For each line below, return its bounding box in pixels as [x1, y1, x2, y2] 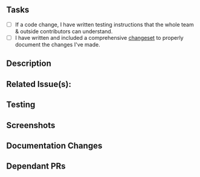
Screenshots [6, 120, 56, 130]
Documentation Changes [6, 140, 103, 150]
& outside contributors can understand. [15, 27, 113, 35]
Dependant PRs [6, 161, 66, 172]
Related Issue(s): [6, 79, 71, 89]
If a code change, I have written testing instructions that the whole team [15, 21, 195, 28]
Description [6, 59, 51, 69]
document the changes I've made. [15, 40, 101, 48]
